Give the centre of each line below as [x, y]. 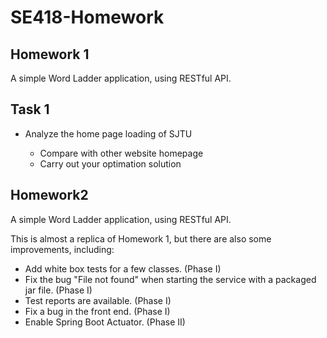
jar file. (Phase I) [58, 290]
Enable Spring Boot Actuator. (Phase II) [105, 322]
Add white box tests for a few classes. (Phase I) [123, 268]
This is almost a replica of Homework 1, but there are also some [141, 238]
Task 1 [30, 109]
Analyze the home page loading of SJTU [108, 133]
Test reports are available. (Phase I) [98, 300]
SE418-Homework [87, 17]
